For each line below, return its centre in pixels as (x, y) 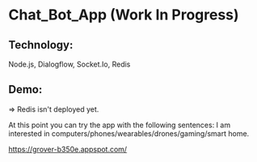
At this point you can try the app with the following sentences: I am (120, 125)
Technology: (41, 45)
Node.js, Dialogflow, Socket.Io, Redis (70, 64)
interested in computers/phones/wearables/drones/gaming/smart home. (129, 133)
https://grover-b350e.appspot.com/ (68, 149)
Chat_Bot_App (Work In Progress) (124, 15)
